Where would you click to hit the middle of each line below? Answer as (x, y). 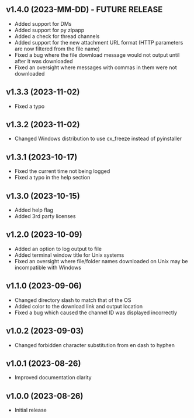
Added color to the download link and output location (79, 306)
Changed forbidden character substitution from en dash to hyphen (95, 345)
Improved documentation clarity (53, 378)
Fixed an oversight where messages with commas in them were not (96, 67)
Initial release (30, 410)
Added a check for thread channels (57, 36)
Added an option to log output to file (58, 249)
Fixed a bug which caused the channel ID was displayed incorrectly (96, 312)
